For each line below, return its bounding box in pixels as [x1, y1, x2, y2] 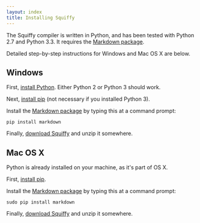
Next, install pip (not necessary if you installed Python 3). [6, 95, 151, 103]
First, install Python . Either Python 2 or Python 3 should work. [6, 84, 161, 91]
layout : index [6, 9, 43, 15]
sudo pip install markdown [6, 199, 75, 205]
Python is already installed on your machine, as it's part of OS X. [6, 164, 168, 171]
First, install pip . [6, 175, 46, 183]
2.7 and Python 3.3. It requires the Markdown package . [6, 38, 145, 45]
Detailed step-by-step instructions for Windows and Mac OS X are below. [6, 49, 191, 57]
